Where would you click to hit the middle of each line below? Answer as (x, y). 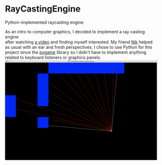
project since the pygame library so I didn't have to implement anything (76, 52)
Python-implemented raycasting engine (44, 22)
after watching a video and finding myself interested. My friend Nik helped (79, 42)
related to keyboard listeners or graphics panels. (53, 57)
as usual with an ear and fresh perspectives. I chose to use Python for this (79, 47)
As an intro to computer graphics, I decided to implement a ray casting (75, 31)
